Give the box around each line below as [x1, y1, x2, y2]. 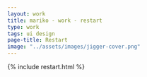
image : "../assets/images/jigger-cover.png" [7, 43, 141, 50]
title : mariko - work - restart [7, 17, 102, 24]
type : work [7, 23, 40, 30]
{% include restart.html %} [7, 63, 86, 71]
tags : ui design [7, 30, 55, 37]
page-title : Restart [7, 37, 69, 44]
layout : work [7, 10, 46, 18]
